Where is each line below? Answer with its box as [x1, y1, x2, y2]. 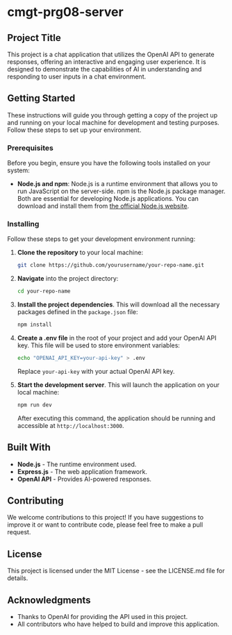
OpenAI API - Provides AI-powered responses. [17, 475, 151, 483]
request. [7, 528, 31, 536]
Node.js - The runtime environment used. [17, 460, 137, 468]
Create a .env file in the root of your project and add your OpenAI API [17, 334, 217, 343]
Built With [7, 442, 51, 454]
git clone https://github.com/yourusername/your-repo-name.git [17, 262, 205, 269]
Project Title [7, 32, 61, 44]
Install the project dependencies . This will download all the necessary [17, 300, 220, 309]
